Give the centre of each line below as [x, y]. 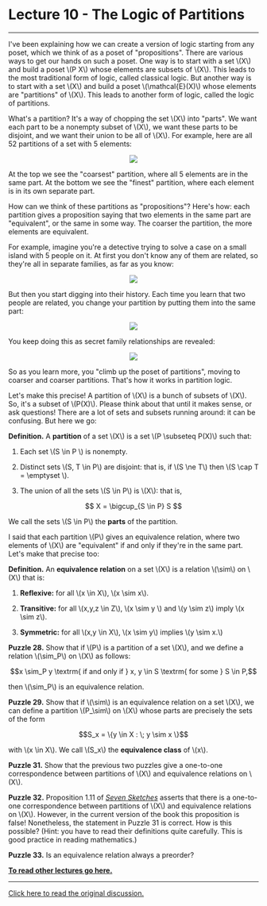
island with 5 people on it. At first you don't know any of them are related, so [133, 255]
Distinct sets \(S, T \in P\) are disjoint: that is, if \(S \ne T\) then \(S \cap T [139, 467]
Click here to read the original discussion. [76, 893]
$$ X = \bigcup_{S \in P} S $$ [133, 506]
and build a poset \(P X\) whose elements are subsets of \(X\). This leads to [132, 69]
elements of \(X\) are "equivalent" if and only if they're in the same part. [126, 545]
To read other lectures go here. [60, 870]
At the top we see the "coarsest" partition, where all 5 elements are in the [128, 174]
